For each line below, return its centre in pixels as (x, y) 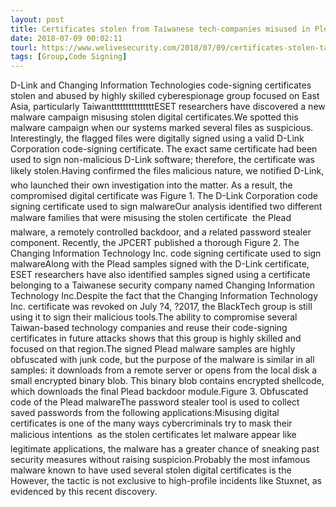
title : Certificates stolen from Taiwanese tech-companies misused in (160, 29)
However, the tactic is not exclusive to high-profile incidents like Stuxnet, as (166, 481)
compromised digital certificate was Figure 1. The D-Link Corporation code (164, 196)
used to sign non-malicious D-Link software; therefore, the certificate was (163, 160)
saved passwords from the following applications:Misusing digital (145, 413)
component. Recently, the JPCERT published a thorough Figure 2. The (155, 243)
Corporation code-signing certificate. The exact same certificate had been (164, 149)
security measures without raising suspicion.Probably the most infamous (160, 460)
